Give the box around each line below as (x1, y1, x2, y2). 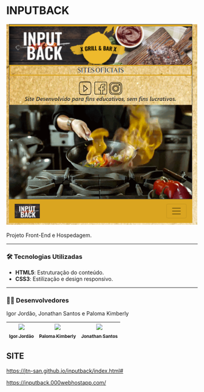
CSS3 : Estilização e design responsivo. (15, 275, 114, 283)
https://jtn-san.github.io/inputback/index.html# (6, 367, 123, 374)
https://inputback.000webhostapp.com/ (6, 379, 106, 386)
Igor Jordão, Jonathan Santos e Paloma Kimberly (6, 310, 129, 317)
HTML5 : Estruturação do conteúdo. (15, 269, 104, 276)
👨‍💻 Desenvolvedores (6, 296, 69, 304)
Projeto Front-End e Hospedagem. (6, 232, 92, 239)
